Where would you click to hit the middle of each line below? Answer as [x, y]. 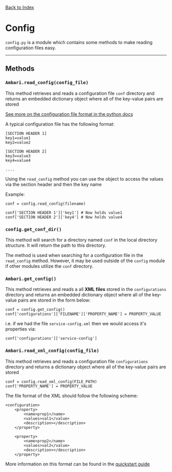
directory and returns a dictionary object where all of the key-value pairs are [86, 367]
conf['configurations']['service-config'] [51, 339]
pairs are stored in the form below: [54, 300]
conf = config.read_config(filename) [46, 204]
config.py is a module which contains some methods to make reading [79, 42]
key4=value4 [18, 160]
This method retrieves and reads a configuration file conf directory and [80, 93]
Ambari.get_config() [31, 279]
